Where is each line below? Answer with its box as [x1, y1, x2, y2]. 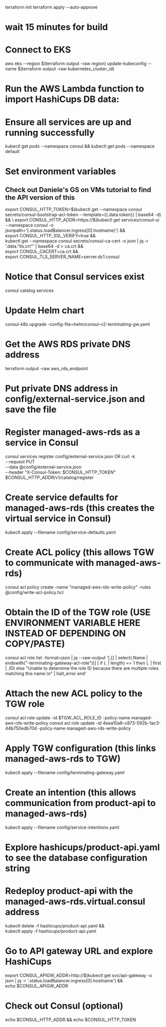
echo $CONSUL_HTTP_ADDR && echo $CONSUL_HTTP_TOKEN [5, 1017, 136, 1023]
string [5, 863, 31, 874]
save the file [5, 404, 57, 415]
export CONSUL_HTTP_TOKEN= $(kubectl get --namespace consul [5, 207, 142, 213]
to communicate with [5, 557, 94, 569]
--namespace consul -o [5, 222, 54, 228]
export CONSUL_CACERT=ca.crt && [5, 249, 78, 255]
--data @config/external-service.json [5, 464, 82, 470]
